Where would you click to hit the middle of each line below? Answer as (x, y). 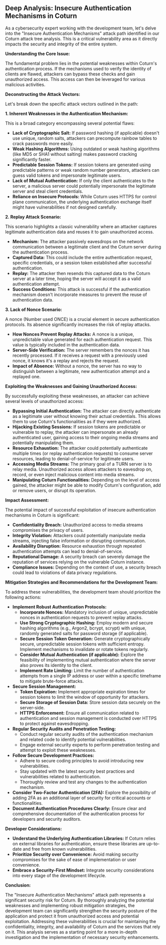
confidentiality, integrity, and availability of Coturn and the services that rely (83, 927)
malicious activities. (25, 84)
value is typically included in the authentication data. (66, 344)
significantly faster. (32, 159)
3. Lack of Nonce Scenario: (34, 310)
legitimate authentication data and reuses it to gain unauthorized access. (80, 232)
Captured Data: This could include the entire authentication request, (83, 257)
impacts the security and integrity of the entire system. (61, 44)
